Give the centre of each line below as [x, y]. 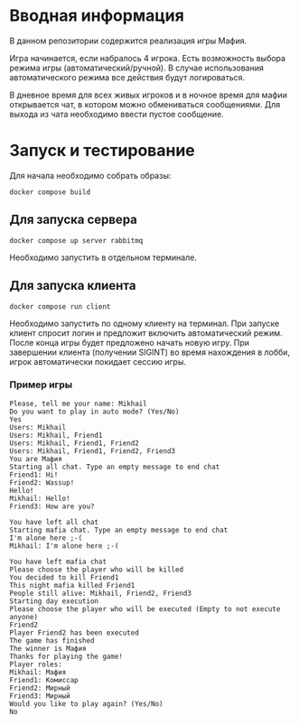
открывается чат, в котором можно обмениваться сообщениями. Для [145, 104]
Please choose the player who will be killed [96, 570]
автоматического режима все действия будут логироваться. [127, 77]
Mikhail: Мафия [38, 672]
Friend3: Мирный [40, 696]
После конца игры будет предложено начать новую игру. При [130, 342]
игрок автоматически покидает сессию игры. [98, 361]
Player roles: [36, 664]
